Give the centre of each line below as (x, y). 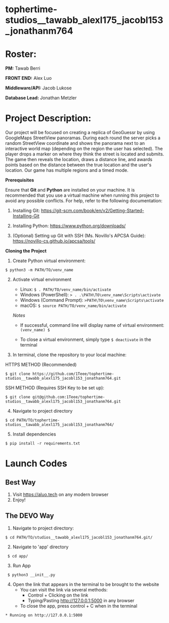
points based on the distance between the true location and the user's (78, 165)
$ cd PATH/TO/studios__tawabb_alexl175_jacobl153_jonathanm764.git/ (79, 537)
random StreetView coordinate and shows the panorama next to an (75, 143)
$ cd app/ (18, 556)
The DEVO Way (30, 516)
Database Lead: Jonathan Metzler (41, 98)
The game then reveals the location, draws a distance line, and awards (79, 160)
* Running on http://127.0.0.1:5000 (44, 615)
